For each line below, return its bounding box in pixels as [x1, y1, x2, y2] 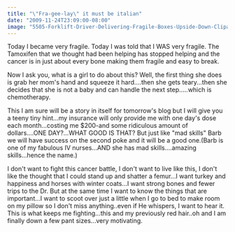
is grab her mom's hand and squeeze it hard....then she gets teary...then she [7, 78, 227, 87]
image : [7, 23, 27, 30]
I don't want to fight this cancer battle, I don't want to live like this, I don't [7, 165, 218, 173]
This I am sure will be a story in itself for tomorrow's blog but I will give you [7, 106, 223, 115]
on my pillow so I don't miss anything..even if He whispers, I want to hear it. [7, 202, 225, 210]
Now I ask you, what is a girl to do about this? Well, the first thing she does [7, 71, 222, 79]
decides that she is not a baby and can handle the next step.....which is [7, 85, 212, 94]
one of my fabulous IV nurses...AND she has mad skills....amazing [7, 144, 197, 152]
